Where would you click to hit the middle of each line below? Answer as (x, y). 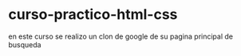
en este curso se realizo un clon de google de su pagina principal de (121, 36)
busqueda (25, 44)
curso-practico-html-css (93, 15)
